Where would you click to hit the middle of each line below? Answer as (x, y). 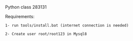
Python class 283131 (26, 7)
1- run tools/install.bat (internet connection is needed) (67, 25)
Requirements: (20, 16)
